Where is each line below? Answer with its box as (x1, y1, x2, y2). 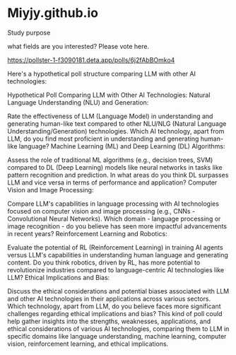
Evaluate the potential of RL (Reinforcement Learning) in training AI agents (7, 243, 224, 252)
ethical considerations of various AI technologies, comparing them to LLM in (7, 324, 230, 333)
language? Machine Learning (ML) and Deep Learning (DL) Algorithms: (18, 141, 225, 150)
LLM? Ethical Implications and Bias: (7, 273, 110, 281)
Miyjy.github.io (7, 5, 99, 21)
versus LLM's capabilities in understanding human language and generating (7, 250, 228, 259)
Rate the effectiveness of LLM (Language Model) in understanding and (7, 112, 213, 120)
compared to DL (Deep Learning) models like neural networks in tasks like (7, 163, 223, 171)
